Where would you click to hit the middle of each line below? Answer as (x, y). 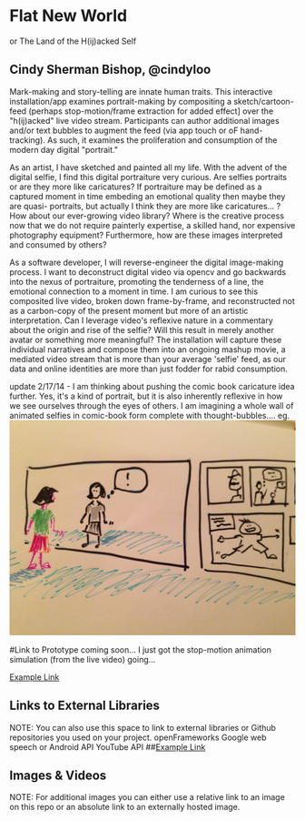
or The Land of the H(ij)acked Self (73, 41)
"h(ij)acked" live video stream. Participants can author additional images (144, 120)
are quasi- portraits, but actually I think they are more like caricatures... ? (145, 206)
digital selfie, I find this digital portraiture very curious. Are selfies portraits (148, 177)
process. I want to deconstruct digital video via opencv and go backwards (148, 272)
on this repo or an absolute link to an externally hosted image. (125, 807)
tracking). (27, 140)
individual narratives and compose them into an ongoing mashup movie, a (148, 349)
